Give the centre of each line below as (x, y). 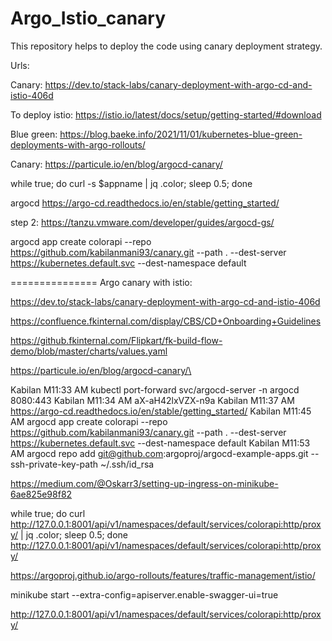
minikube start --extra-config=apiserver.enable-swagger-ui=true (144, 594)
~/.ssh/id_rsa (127, 464)
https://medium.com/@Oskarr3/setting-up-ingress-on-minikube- (144, 483)
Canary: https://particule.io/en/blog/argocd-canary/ (116, 164)
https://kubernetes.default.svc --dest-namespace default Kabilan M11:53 (160, 443)
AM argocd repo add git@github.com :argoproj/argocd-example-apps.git (159, 453)
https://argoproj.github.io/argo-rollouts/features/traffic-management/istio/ (163, 575)
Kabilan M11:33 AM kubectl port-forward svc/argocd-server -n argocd (155, 389)
